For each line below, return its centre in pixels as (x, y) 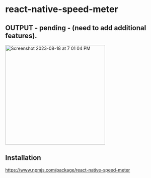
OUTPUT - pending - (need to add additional (76, 28)
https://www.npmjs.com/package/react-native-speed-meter (68, 170)
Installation (23, 158)
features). (21, 35)
